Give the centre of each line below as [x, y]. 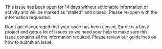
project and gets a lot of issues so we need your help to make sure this [76, 32]
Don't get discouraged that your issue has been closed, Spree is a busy [77, 27]
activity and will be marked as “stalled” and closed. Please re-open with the [81, 12]
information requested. [28, 17]
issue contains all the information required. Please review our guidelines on [81, 37]
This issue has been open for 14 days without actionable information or [77, 7]
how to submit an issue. [29, 42]
